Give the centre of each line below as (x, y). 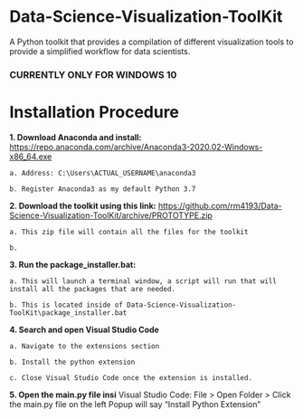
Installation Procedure (94, 113)
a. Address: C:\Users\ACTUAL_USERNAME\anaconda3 (103, 173)
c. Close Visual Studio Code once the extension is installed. (131, 377)
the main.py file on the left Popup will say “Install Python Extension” (135, 404)
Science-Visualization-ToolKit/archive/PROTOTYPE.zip (111, 215)
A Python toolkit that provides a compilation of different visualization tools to (151, 42)
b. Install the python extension (72, 362)
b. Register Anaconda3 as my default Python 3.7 (103, 189)
